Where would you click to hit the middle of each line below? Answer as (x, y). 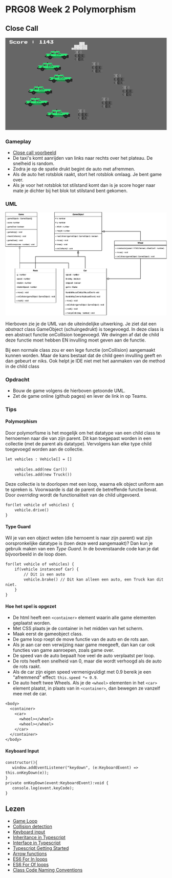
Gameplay (18, 141)
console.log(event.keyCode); (43, 788)
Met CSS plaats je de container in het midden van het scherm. (78, 629)
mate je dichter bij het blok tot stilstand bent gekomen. (70, 190)
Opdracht (17, 379)
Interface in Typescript (37, 843)
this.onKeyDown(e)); (27, 773)
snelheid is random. (34, 163)
